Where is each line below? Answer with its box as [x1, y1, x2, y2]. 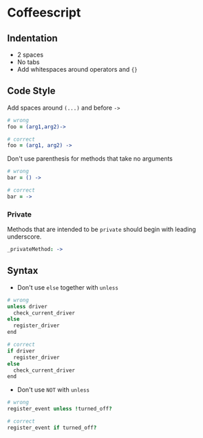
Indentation [7, 32, 58, 44]
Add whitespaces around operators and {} [17, 66, 138, 73]
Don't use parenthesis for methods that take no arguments [7, 155, 173, 163]
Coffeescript [7, 5, 81, 21]
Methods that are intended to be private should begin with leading [7, 226, 196, 234]
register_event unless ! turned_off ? [7, 406, 112, 412]
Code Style [7, 85, 56, 97]
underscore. [7, 232, 42, 241]
